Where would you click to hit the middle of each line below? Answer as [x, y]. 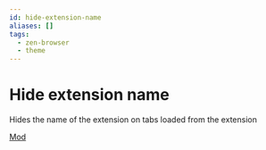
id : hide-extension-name [55, 17]
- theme [32, 51]
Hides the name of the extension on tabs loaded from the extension [133, 120]
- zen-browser [43, 42]
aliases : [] [31, 26]
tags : [19, 34]
